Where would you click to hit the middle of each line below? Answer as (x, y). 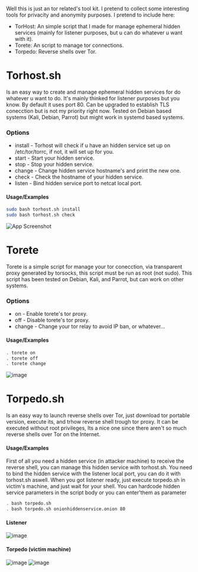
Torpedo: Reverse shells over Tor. (56, 52)
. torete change (26, 364)
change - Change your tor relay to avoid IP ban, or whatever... (90, 326)
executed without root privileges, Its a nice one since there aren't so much (97, 428)
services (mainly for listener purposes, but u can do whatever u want (98, 33)
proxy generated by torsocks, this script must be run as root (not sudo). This (99, 273)
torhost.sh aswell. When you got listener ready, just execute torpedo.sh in (96, 480)
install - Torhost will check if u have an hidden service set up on (92, 145)
